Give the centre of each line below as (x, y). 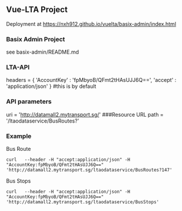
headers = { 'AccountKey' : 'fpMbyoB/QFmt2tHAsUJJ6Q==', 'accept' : (91, 80)
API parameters (29, 101)
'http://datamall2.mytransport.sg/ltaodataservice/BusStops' (83, 202)
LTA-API (18, 67)
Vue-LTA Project (37, 10)
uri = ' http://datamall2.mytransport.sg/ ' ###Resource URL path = (85, 114)
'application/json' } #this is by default (51, 86)
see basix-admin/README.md (43, 52)
